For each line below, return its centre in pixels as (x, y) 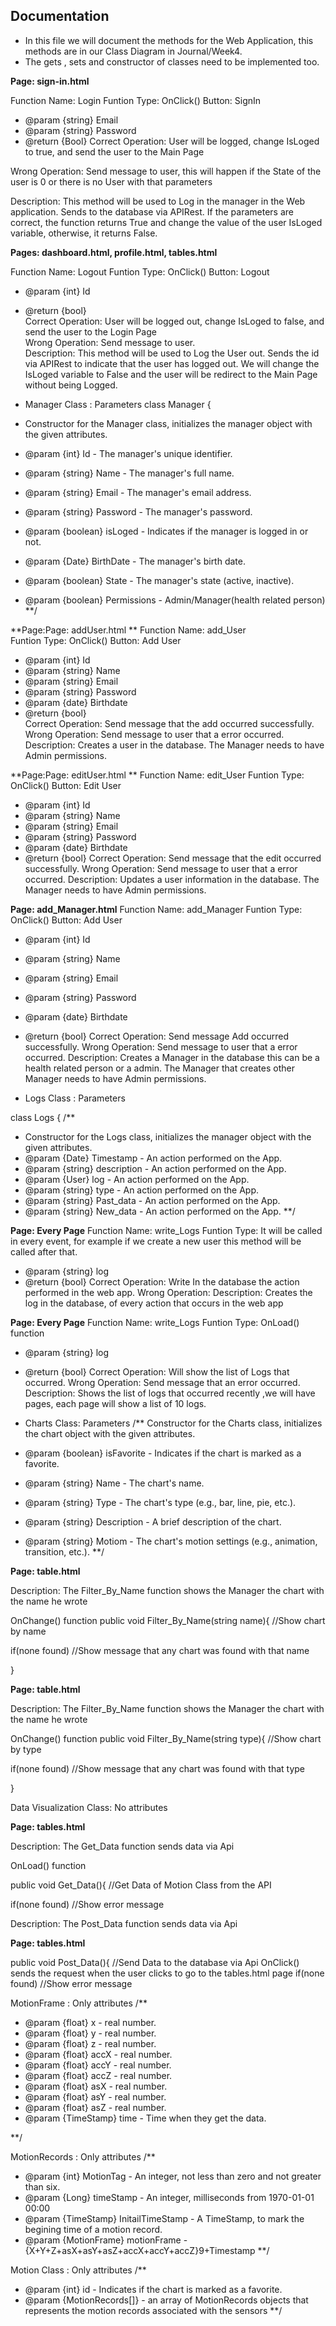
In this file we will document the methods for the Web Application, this (169, 40)
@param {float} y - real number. (90, 2033)
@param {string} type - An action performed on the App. (142, 1190)
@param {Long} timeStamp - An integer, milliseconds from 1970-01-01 (169, 2197)
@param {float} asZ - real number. (95, 2107)
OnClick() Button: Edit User (66, 785)
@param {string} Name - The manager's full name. (129, 473)
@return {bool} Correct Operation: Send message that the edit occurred (173, 858)
